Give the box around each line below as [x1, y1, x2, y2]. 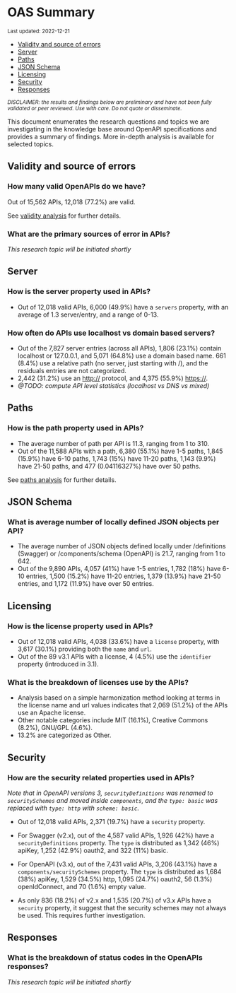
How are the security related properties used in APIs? [7, 772, 195, 782]
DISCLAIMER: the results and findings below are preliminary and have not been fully [7, 98, 212, 106]
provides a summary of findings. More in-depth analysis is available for [7, 132, 214, 141]
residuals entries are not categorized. [17, 366, 127, 375]
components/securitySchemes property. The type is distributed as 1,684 [17, 867, 222, 876]
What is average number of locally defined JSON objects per [7, 517, 220, 527]
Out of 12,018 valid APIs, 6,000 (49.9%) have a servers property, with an [17, 302, 229, 311]
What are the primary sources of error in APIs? [7, 229, 171, 239]
